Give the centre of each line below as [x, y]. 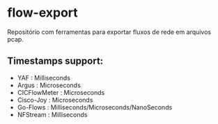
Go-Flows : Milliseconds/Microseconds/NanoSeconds [95, 107]
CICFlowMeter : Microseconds [61, 92]
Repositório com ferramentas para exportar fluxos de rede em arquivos [109, 32]
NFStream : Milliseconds [52, 114]
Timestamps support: [55, 61]
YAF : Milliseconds [44, 78]
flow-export [42, 13]
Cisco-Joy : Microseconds [55, 100]
